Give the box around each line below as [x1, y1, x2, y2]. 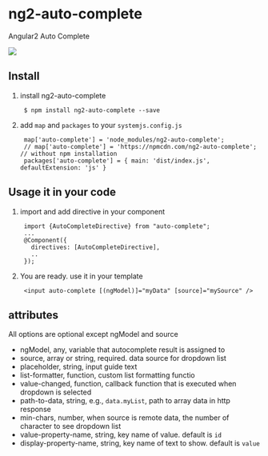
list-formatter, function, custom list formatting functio [19, 370, 195, 380]
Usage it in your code [8, 186, 116, 199]
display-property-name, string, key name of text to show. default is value [19, 438, 260, 448]
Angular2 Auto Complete [8, 31, 90, 41]
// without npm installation [19, 150, 118, 158]
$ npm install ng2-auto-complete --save [23, 106, 161, 114]
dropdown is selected [19, 387, 92, 397]
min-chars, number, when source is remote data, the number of [19, 413, 230, 422]
